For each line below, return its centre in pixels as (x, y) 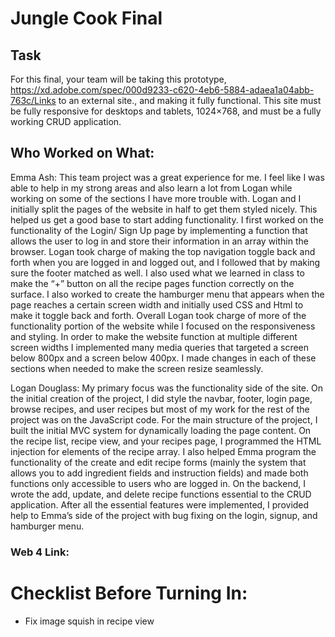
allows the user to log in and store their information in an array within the (159, 241)
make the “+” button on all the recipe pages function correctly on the (152, 283)
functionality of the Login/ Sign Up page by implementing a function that (159, 230)
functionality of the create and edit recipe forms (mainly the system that (158, 462)
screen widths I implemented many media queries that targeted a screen (160, 347)
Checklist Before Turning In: (129, 593)
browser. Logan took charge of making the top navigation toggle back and (163, 251)
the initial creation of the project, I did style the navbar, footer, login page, (161, 398)
